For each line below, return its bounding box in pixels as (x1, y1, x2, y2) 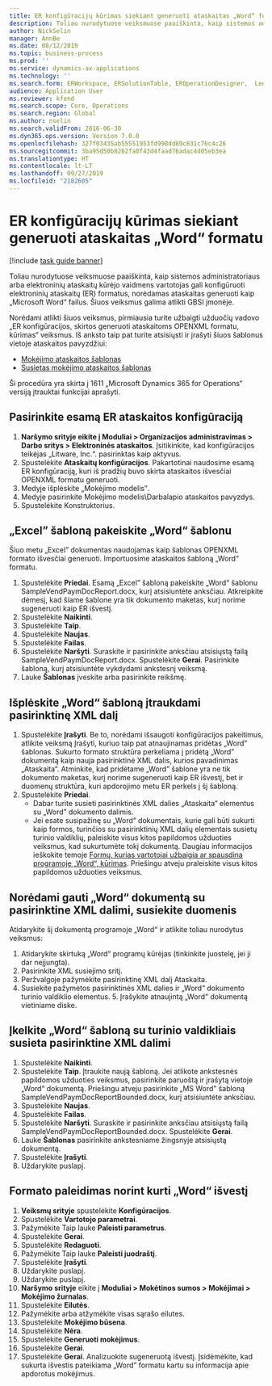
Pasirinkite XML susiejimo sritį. (20, 966, 123, 976)
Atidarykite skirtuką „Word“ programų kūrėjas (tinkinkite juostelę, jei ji (20, 949, 251, 959)
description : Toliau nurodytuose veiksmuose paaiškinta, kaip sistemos (9, 19, 255, 27)
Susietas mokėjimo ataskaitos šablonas (20, 363, 152, 372)
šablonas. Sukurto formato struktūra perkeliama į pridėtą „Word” (20, 747, 235, 757)
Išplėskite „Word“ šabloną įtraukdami (9, 695, 201, 709)
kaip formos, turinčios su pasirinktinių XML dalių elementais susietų (32, 825, 257, 834)
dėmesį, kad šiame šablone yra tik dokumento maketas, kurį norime (20, 595, 245, 605)
